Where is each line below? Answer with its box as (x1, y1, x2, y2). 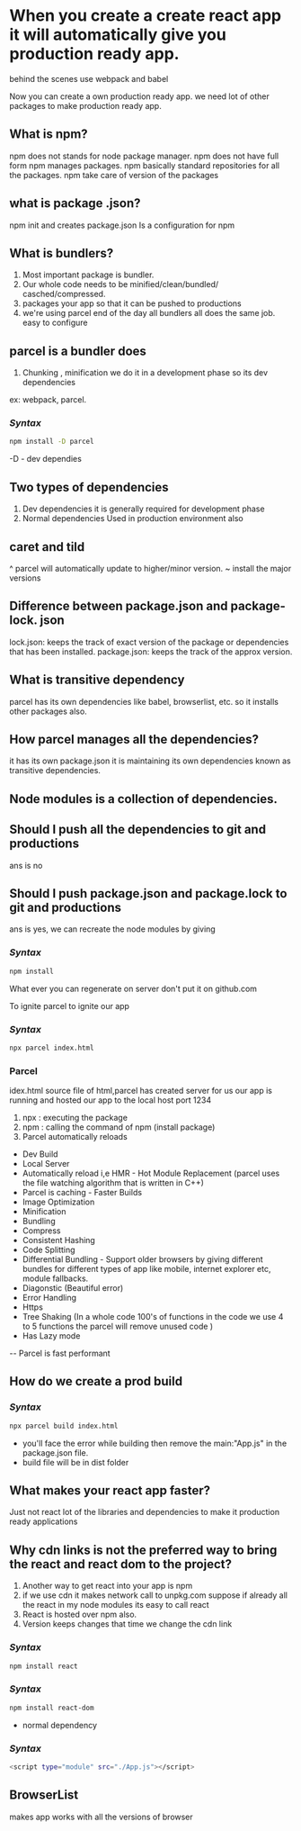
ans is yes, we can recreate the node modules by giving (9, 924, 216, 934)
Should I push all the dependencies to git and (9, 822, 267, 837)
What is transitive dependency (9, 672, 185, 688)
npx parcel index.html (9, 1043, 94, 1052)
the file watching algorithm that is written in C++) (22, 1177, 205, 1188)
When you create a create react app (9, 5, 281, 26)
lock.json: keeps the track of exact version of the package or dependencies (9, 636, 289, 647)
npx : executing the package (22, 1113, 128, 1123)
